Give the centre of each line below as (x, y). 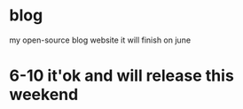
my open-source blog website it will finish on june (100, 40)
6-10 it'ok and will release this (122, 76)
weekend (44, 95)
